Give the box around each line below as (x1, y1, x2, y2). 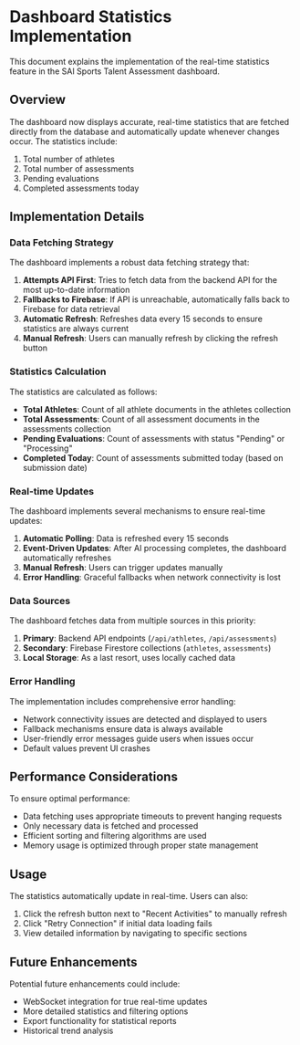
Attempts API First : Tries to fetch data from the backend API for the (22, 275, 278, 286)
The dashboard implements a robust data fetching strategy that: (9, 257, 250, 268)
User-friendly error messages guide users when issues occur (22, 733, 253, 744)
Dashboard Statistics (9, 6, 172, 27)
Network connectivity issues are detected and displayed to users (22, 714, 267, 725)
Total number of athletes (22, 153, 116, 164)
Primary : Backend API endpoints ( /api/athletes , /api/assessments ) (22, 632, 277, 644)
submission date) (22, 462, 88, 473)
